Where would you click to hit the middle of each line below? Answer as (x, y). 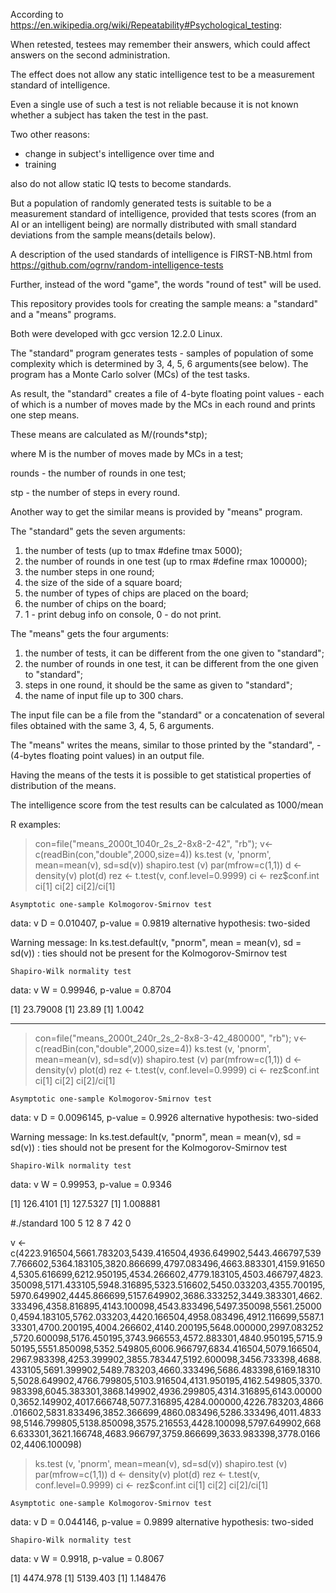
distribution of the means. (63, 785)
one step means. (45, 415)
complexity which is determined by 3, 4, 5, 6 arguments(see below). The (159, 363)
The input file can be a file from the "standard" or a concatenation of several (167, 715)
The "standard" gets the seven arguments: (98, 531)
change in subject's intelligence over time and (119, 153)
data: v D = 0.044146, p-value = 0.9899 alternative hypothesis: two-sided (162, 1522)
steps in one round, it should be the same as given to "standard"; (158, 685)
